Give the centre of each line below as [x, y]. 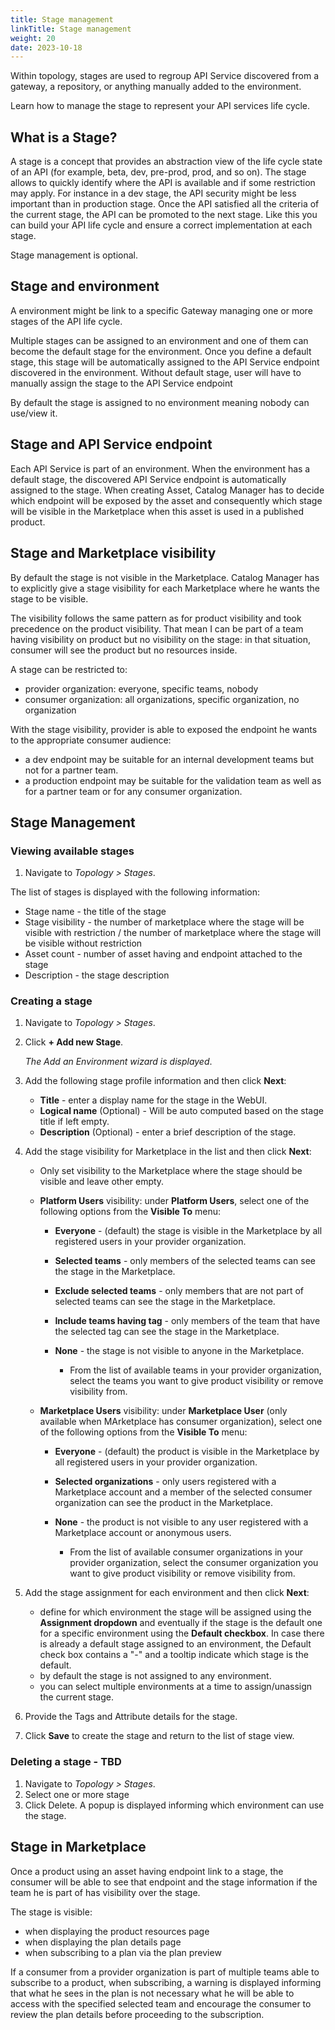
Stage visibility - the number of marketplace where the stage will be [164, 922]
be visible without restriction [83, 943]
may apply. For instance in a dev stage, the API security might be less [153, 193]
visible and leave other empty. [102, 1182]
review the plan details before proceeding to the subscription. [137, 2014]
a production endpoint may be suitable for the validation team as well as [173, 780]
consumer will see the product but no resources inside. [124, 650]
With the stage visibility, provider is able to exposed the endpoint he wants [164, 729]
